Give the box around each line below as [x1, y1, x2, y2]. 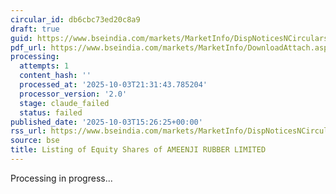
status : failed [19, 107, 83, 118]
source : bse [10, 136, 60, 146]
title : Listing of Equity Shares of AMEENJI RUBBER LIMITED [10, 145, 267, 155]
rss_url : [10, 126, 47, 136]
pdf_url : [10, 42, 47, 53]
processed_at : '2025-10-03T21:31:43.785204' [19, 80, 208, 90]
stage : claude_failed [19, 98, 110, 108]
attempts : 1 [19, 61, 70, 71]
